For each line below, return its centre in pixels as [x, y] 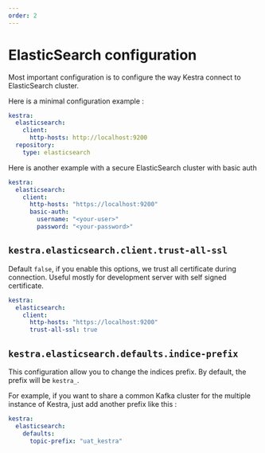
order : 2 [23, 16]
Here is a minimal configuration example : [76, 101]
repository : [35, 145]
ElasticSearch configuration [103, 55]
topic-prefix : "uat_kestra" [76, 441]
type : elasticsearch [57, 152]
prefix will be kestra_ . [44, 380]
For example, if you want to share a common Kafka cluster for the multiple [129, 396]
